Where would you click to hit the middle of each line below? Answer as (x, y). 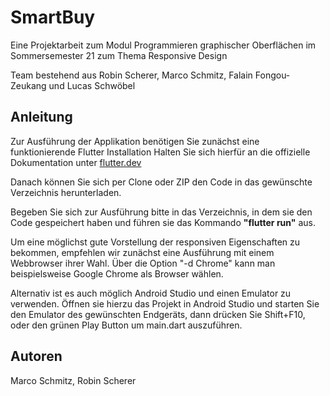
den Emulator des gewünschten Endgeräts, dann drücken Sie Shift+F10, (158, 314)
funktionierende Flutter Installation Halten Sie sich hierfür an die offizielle (160, 152)
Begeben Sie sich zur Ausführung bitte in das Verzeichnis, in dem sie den (161, 212)
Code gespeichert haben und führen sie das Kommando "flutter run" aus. (163, 222)
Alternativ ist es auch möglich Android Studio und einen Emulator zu (151, 293)
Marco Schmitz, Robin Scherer (73, 380)
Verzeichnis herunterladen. (66, 192)
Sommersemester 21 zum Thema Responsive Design (119, 55)
